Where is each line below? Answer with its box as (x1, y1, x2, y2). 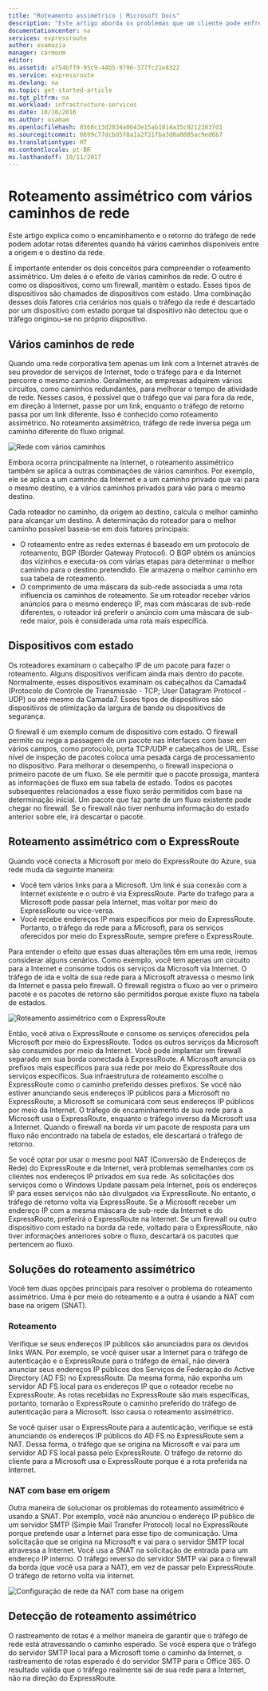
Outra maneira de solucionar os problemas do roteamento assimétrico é (8, 1503, 245, 1513)
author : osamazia (8, 42, 66, 50)
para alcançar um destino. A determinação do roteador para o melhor (8, 516, 237, 524)
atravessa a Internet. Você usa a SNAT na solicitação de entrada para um (8, 1545, 249, 1555)
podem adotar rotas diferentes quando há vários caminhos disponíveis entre (8, 239, 259, 249)
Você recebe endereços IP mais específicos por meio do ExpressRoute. (19, 914, 255, 923)
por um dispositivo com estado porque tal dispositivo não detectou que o (8, 305, 249, 316)
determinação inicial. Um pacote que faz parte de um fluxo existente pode (8, 795, 252, 804)
